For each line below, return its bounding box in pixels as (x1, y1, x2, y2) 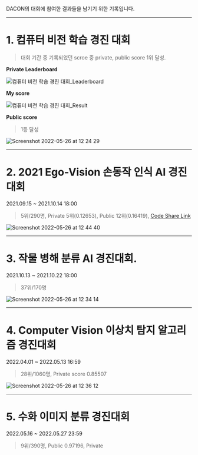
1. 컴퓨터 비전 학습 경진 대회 (6, 34, 131, 47)
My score (6, 89, 30, 97)
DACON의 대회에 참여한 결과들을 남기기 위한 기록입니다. (6, 5, 135, 12)
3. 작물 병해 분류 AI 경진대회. (6, 252, 137, 265)
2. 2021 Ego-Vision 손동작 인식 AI (6, 165, 166, 179)
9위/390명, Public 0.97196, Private (20, 442, 104, 449)
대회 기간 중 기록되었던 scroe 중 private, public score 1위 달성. (20, 54, 166, 61)
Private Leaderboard (6, 65, 58, 72)
